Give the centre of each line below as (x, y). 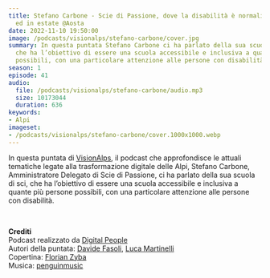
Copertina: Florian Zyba (47, 256)
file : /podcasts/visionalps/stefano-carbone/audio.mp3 (109, 90)
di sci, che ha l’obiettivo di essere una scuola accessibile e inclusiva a (123, 183)
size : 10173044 (41, 98)
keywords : (25, 113)
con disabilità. (31, 200)
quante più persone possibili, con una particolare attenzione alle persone (129, 191)
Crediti (20, 231)
